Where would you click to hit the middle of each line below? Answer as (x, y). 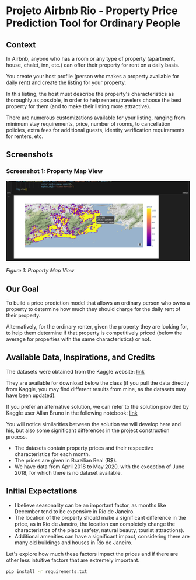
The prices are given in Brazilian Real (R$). (66, 460)
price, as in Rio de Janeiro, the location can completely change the (94, 524)
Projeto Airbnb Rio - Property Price (92, 11)
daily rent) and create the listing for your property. (66, 82)
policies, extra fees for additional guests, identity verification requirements (95, 130)
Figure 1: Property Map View (40, 271)
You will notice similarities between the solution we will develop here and (94, 424)
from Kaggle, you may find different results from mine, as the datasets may (96, 389)
